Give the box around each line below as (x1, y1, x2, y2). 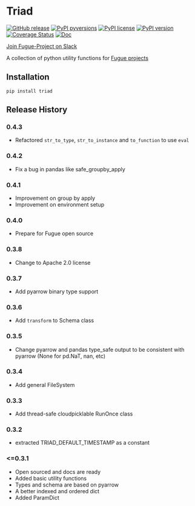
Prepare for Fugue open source (15, 230, 94, 238)
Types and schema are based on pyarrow (15, 481, 119, 488)
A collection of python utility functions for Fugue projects (6, 54, 149, 61)
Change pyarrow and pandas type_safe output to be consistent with (15, 346, 185, 353)
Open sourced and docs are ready (15, 468, 101, 475)
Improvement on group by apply (15, 194, 96, 202)
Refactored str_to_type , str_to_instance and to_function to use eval (15, 137, 190, 144)
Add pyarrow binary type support (15, 287, 99, 295)
